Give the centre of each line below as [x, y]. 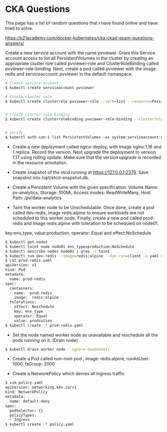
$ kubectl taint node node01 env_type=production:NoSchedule [70, 247]
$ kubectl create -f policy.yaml [40, 425]
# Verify [14, 133]
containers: [22, 288]
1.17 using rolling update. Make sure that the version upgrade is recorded [87, 157]
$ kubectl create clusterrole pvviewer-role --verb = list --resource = [79, 101]
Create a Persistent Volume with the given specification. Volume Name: [85, 187]
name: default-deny [30, 401]
